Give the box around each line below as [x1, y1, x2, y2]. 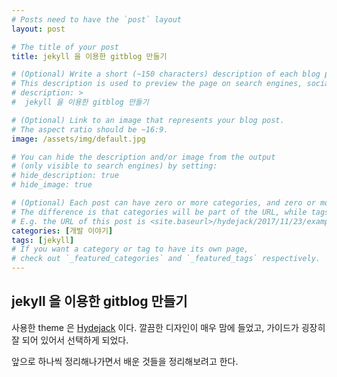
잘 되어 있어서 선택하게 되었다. [11, 334, 129, 346]
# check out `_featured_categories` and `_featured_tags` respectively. [11, 254, 321, 264]
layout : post [11, 24, 66, 34]
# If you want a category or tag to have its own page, [11, 244, 249, 255]
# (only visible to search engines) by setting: [11, 161, 218, 171]
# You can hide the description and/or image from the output [11, 152, 276, 162]
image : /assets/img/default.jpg [11, 134, 146, 144]
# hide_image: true [11, 180, 93, 190]
